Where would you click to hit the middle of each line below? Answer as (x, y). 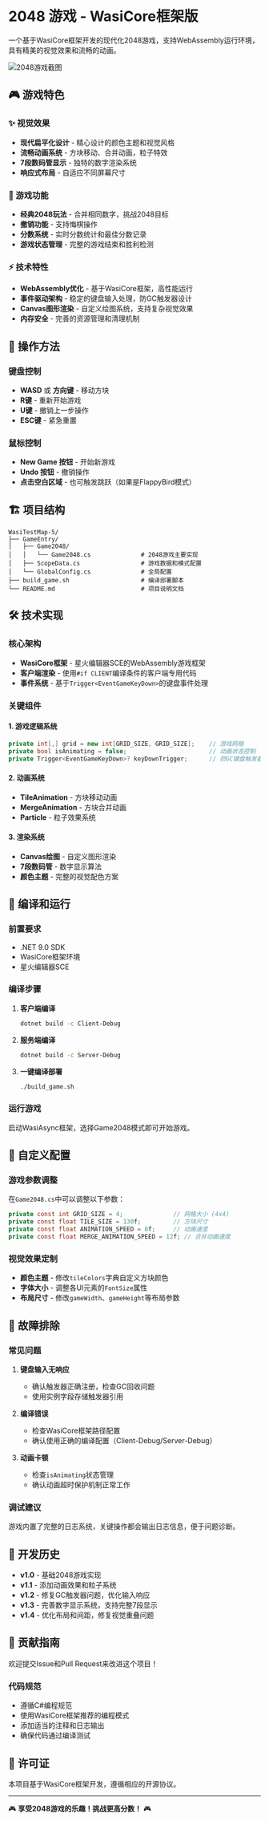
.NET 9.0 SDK (42, 947)
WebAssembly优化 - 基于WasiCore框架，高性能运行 (106, 289)
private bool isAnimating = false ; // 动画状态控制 (132, 751)
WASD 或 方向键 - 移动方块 (64, 390)
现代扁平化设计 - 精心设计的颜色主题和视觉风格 (97, 142)
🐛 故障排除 (34, 1326)
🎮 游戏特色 (36, 95)
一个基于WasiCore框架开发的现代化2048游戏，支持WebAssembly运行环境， (134, 40)
